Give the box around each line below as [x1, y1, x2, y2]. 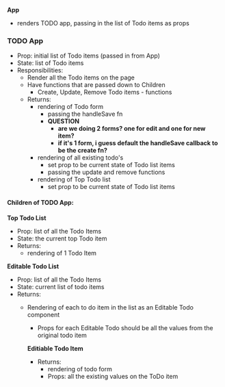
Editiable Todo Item [27, 344, 83, 352]
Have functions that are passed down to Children [27, 81, 166, 89]
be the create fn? [57, 147, 107, 155]
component [27, 310, 60, 319]
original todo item [37, 331, 88, 339]
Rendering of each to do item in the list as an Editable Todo [27, 303, 194, 311]
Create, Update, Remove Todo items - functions [37, 88, 172, 97]
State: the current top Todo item [16, 234, 107, 242]
